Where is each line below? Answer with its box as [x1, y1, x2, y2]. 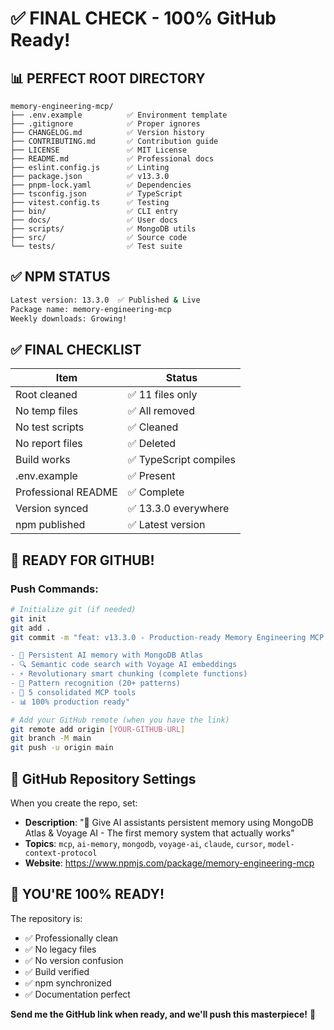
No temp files [15, 404, 78, 418]
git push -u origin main [10, 743, 114, 753]
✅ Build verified [24, 965, 90, 977]
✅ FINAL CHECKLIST [10, 341, 142, 358]
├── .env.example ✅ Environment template [10, 110, 228, 120]
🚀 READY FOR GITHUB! [10, 552, 155, 569]
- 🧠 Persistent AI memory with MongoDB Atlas [10, 650, 203, 661]
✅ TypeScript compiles [127, 453, 237, 467]
